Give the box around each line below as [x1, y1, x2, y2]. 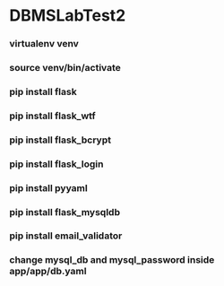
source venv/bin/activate [9, 62, 121, 74]
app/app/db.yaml [9, 265, 87, 278]
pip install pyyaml [9, 181, 88, 194]
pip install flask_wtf [9, 109, 96, 122]
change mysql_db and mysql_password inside [9, 254, 215, 266]
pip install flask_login [9, 158, 104, 170]
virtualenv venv [9, 38, 79, 50]
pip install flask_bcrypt [9, 134, 112, 146]
